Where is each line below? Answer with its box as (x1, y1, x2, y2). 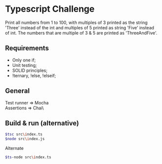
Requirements (5, 44, 49, 52)
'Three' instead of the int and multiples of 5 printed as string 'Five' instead (5, 24, 154, 30)
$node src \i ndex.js (5, 137, 45, 142)
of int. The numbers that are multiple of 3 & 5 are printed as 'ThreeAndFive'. (5, 30, 158, 36)
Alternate (5, 145, 24, 151)
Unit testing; (12, 62, 37, 68)
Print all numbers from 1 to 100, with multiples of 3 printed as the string (5, 20, 148, 25)
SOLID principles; (12, 67, 47, 73)
